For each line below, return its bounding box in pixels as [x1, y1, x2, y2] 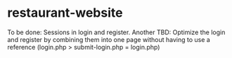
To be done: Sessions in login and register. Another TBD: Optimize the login [7, 28, 226, 36]
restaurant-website [7, 5, 123, 21]
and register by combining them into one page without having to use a [7, 35, 211, 43]
